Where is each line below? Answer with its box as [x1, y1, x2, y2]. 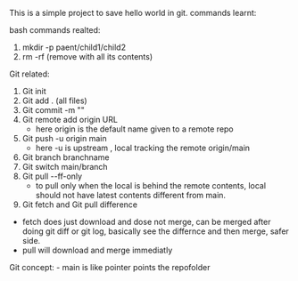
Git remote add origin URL [21, 115, 119, 124]
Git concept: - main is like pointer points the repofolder [9, 262, 211, 272]
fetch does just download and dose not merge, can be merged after [21, 217, 271, 227]
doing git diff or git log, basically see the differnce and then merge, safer [21, 226, 290, 237]
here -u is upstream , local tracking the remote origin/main [35, 142, 251, 153]
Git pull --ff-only [21, 171, 83, 181]
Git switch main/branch [21, 162, 109, 172]
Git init [21, 86, 46, 96]
